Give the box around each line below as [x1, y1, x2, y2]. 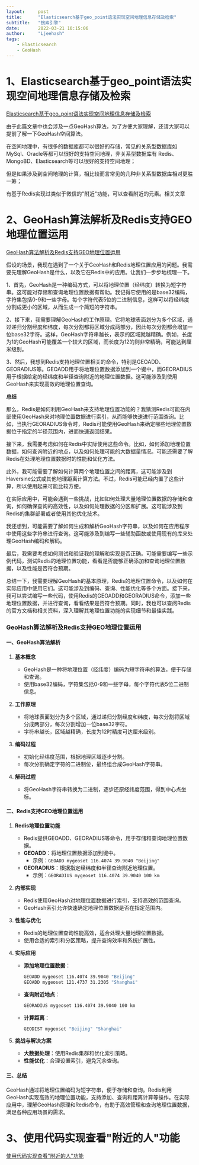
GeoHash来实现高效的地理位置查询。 [6, 380, 97, 387]
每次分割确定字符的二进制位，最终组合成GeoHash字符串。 [23, 760, 166, 768]
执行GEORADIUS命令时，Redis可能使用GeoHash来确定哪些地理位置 [21, 420, 187, 427]
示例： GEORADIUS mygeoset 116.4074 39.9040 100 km [32, 871, 160, 878]
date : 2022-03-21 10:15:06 [6, 25, 89, 31]
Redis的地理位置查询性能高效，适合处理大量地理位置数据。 [23, 929, 167, 936]
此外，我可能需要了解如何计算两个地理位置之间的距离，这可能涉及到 [6, 467, 172, 474]
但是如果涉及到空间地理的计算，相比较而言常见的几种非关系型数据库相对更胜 [6, 170, 193, 177]
